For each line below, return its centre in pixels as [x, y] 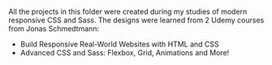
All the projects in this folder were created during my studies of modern [128, 12]
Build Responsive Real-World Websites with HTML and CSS [119, 44]
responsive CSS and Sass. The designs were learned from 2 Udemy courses [136, 20]
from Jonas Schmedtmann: [54, 28]
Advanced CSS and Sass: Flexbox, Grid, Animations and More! [125, 53]
